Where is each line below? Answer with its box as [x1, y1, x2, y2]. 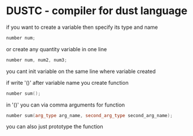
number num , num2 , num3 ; [6, 57, 67, 63]
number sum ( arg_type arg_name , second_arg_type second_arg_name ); [6, 112, 173, 118]
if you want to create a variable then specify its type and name [6, 24, 158, 31]
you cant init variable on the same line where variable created [6, 68, 156, 75]
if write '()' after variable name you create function [6, 79, 129, 86]
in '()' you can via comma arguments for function [6, 101, 125, 108]
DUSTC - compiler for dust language [6, 4, 188, 18]
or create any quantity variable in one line [6, 45, 107, 52]
